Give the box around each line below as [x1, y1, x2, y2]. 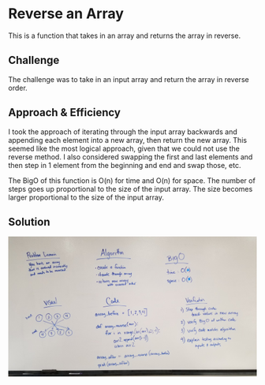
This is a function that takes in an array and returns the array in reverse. [8, 31, 241, 40]
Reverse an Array [8, 5, 125, 23]
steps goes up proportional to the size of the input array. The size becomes [8, 184, 253, 193]
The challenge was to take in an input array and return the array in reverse [8, 74, 250, 84]
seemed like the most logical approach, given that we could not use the [8, 144, 241, 153]
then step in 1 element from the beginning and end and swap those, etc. [8, 160, 241, 170]
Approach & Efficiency [8, 106, 121, 119]
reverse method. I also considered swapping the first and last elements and [8, 151, 253, 162]
